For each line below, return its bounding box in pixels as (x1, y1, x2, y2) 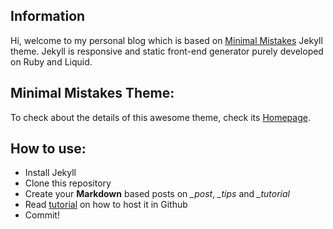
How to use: (10, 140, 87, 158)
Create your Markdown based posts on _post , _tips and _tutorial (24, 188, 290, 200)
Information (10, 8, 86, 25)
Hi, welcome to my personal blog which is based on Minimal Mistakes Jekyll (10, 34, 323, 46)
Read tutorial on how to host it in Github (24, 199, 188, 211)
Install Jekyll (24, 167, 77, 179)
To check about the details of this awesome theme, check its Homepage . (10, 111, 311, 123)
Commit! (24, 209, 60, 221)
